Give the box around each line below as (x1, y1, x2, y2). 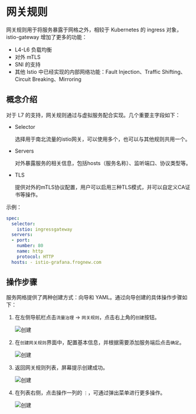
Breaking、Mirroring (32, 75, 81, 83)
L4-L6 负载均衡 (14, 46, 52, 53)
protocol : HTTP (17, 254, 54, 260)
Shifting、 (162, 68, 186, 75)
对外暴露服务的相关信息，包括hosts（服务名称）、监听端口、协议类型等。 (14, 159, 191, 166)
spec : (6, 215, 19, 221)
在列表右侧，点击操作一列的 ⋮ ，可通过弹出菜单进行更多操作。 (14, 389, 166, 396)
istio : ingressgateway (17, 226, 73, 232)
